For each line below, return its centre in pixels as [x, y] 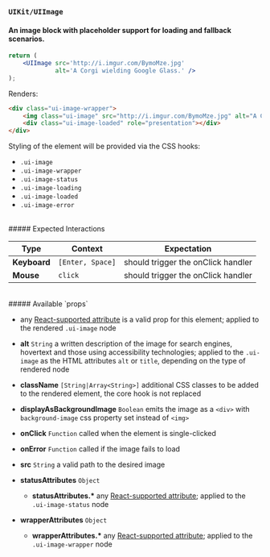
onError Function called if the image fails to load [100, 449]
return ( [23, 56]
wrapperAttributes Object [63, 520]
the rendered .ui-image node [68, 328]
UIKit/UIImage [36, 12]
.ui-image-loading [51, 189]
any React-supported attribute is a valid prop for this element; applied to [139, 320]
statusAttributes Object [60, 480]
